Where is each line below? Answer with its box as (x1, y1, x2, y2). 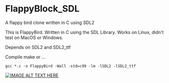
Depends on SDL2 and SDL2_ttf (5, 44, 71, 50)
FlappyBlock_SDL (5, 3, 79, 14)
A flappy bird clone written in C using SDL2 (5, 19, 95, 25)
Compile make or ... (5, 53, 46, 60)
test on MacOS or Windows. (5, 34, 63, 40)
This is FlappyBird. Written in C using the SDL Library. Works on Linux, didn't (5, 29, 164, 35)
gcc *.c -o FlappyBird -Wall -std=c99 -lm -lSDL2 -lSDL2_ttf (5, 63, 136, 68)
